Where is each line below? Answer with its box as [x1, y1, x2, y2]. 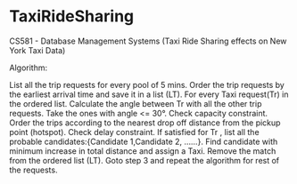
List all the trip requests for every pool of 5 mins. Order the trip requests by [9, 79, 285, 90]
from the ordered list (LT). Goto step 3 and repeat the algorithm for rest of [9, 155, 280, 165]
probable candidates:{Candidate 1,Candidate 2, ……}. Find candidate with [9, 136, 278, 147]
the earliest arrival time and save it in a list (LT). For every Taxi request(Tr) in [9, 89, 289, 100]
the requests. [9, 164, 58, 175]
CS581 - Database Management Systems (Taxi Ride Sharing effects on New [9, 36, 287, 46]
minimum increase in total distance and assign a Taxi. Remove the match [9, 145, 276, 156]
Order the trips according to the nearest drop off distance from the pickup [9, 117, 281, 128]
